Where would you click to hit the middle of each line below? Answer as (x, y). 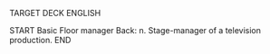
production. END (40, 40)
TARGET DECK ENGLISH (55, 13)
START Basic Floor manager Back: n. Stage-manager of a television (135, 30)
